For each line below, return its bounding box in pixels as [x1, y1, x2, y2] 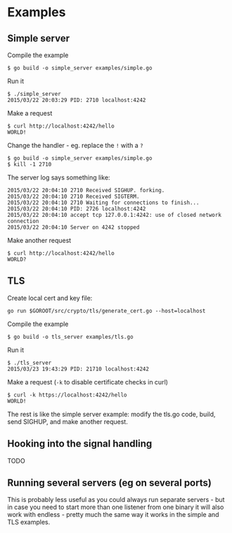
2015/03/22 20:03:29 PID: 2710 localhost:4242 [7, 96, 146, 104]
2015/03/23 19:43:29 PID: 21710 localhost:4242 [7, 365, 150, 372]
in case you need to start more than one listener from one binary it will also [7, 503, 224, 511]
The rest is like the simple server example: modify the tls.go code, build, [7, 410, 216, 418]
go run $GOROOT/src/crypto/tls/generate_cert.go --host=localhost [7, 307, 206, 314]
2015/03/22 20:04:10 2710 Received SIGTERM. [7, 193, 140, 200]
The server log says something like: [7, 173, 110, 182]
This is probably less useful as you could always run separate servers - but [7, 496, 225, 504]
